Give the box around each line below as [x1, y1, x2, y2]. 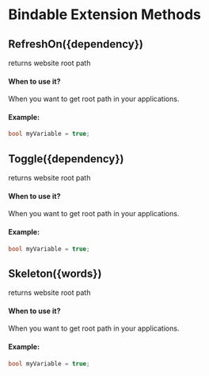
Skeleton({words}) [8, 266, 102, 280]
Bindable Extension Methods [8, 6, 202, 24]
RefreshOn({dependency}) [8, 37, 144, 51]
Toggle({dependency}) [8, 152, 124, 165]
